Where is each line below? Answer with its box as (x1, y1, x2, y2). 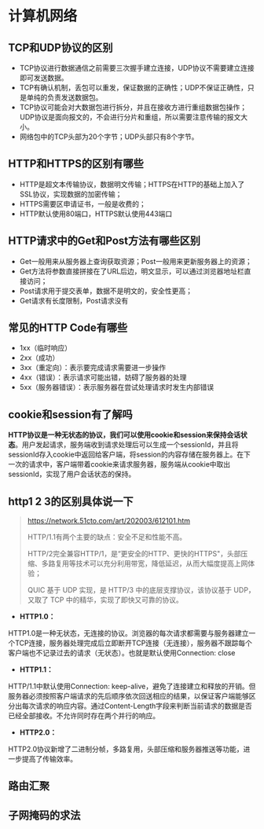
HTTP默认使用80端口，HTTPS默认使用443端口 (19, 209, 173, 218)
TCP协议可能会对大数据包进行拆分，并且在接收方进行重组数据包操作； (19, 103, 247, 112)
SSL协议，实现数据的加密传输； (19, 189, 123, 199)
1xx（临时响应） (19, 343, 72, 353)
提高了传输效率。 (21, 754, 77, 764)
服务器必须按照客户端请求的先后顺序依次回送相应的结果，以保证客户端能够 (8, 691, 249, 701)
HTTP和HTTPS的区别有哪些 (8, 157, 144, 171)
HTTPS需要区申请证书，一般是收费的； (19, 199, 147, 208)
